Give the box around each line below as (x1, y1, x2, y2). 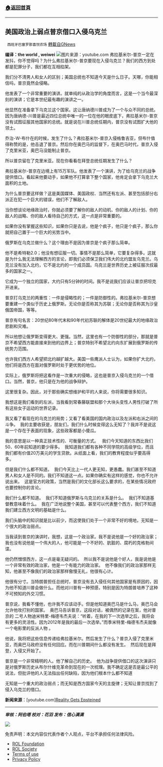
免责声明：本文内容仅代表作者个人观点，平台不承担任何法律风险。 (5, 731, 137, 737)
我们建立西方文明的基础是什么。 (5, 507, 69, 513)
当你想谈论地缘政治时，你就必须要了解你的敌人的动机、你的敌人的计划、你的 (5, 207, 158, 213)
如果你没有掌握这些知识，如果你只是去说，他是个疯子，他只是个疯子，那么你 (5, 223, 158, 229)
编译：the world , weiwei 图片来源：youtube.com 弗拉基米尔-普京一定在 (5, 52, 154, 58)
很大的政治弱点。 (9, 523, 44, 529)
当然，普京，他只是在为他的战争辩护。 (13, 378, 90, 384)
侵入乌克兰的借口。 (5, 686, 44, 692)
